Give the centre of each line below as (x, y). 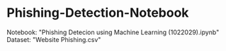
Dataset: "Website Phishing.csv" (54, 39)
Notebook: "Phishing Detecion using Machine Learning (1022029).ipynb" (113, 32)
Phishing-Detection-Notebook (98, 13)
